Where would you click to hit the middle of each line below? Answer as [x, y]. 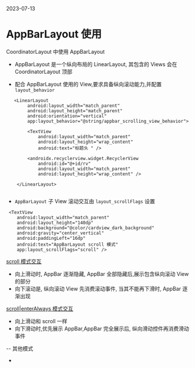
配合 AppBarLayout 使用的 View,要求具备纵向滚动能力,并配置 [88, 84]
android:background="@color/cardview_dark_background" [86, 228]
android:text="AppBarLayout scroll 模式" [67, 245]
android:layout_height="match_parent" [75, 111]
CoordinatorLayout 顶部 [43, 71]
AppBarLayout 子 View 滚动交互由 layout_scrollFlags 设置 [85, 201]
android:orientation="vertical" [67, 116]
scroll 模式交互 [24, 261]
